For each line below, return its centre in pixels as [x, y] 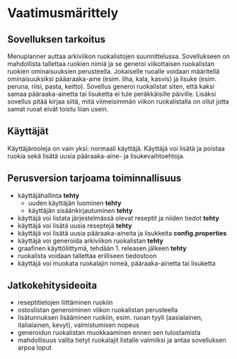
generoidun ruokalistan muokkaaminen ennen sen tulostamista [109, 333]
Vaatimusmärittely [63, 13]
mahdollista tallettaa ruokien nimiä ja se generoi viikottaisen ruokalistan [111, 64]
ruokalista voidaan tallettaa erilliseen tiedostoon [87, 255]
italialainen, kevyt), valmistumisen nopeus [78, 325]
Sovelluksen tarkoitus [57, 39]
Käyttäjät [28, 132]
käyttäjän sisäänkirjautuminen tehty [80, 210]
